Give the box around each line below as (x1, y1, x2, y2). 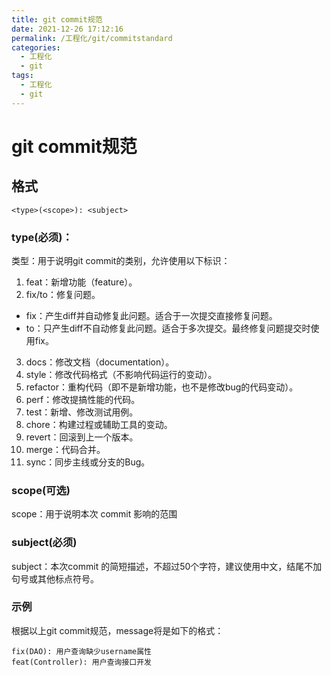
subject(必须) (11, 536, 78, 550)
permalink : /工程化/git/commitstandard (11, 33, 173, 43)
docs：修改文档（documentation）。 (25, 356, 175, 368)
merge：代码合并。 (25, 443, 106, 455)
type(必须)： (11, 230, 73, 244)
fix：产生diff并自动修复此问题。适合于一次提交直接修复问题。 (25, 309, 278, 321)
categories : (11, 42, 61, 53)
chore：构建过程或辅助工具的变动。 (25, 418, 173, 430)
